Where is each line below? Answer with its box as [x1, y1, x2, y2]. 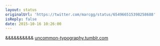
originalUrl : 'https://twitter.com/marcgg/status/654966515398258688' [5, 12, 156, 17]
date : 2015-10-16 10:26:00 [5, 21, 62, 26]
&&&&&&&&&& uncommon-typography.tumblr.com [5, 35, 109, 41]
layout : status [5, 7, 37, 12]
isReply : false [5, 16, 37, 21]
